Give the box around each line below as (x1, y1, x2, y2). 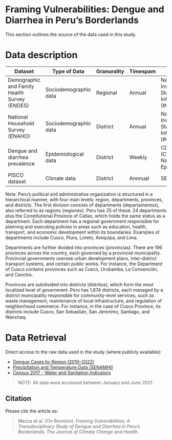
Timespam (129, 67, 156, 75)
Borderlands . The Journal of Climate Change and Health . (17, 428, 139, 435)
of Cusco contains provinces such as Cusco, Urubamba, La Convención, (5, 266, 159, 272)
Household (8, 120, 34, 127)
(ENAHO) (8, 132, 31, 140)
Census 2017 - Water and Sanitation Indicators (12, 369, 111, 376)
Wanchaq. (5, 314, 27, 320)
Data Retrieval (5, 332, 67, 343)
